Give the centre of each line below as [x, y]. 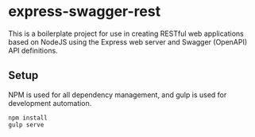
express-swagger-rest [85, 12]
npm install [28, 118]
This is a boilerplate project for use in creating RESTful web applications [126, 33]
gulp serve [26, 125]
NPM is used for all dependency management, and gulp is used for [118, 95]
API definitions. [33, 50]
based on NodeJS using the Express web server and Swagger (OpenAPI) [128, 41]
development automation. [50, 103]
